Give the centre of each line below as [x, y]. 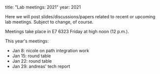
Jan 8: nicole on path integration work [51, 51]
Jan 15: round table [31, 56]
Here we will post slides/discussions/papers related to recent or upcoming [80, 17]
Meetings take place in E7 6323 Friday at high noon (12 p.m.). [67, 31]
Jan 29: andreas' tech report [41, 66]
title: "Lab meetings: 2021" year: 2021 [43, 7]
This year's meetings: [27, 41]
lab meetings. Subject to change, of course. [49, 22]
